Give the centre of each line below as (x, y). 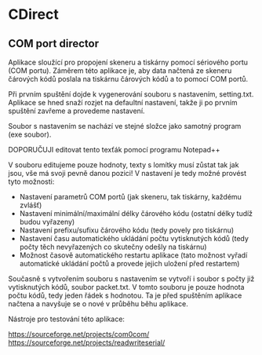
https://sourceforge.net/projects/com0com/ (79, 334)
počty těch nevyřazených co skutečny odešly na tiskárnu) (113, 247)
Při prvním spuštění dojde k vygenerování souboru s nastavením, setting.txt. (131, 94)
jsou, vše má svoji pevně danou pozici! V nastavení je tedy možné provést (127, 173)
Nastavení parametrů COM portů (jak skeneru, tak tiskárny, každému (130, 197)
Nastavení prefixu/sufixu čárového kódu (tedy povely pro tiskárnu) (127, 230)
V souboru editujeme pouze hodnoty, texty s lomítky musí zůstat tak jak (124, 165)
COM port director (54, 44)
